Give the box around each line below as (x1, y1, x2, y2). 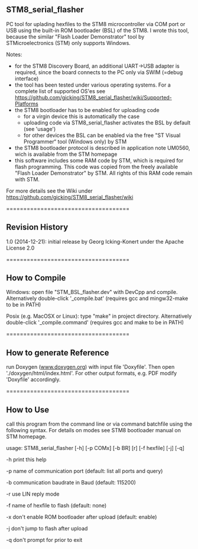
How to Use (6, 404, 50, 414)
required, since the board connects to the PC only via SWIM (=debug (14, 68, 183, 76)
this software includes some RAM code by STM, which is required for (14, 157, 184, 164)
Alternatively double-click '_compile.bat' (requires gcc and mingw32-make (6, 295, 189, 302)
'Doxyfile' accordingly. (6, 376, 61, 383)
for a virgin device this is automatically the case (23, 113, 140, 120)
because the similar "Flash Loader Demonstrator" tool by (6, 33, 145, 40)
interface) (14, 75, 39, 82)
